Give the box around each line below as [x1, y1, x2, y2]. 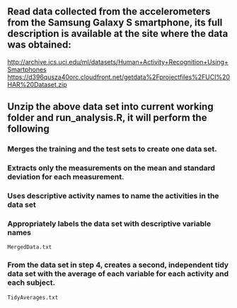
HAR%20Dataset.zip [7, 80, 67, 89]
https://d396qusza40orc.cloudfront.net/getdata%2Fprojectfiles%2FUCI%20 [7, 72, 231, 81]
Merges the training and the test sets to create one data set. [7, 144, 217, 154]
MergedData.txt [7, 244, 52, 251]
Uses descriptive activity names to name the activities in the [7, 190, 219, 200]
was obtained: [7, 39, 72, 51]
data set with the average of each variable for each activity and [7, 269, 229, 279]
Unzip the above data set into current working [7, 101, 214, 113]
